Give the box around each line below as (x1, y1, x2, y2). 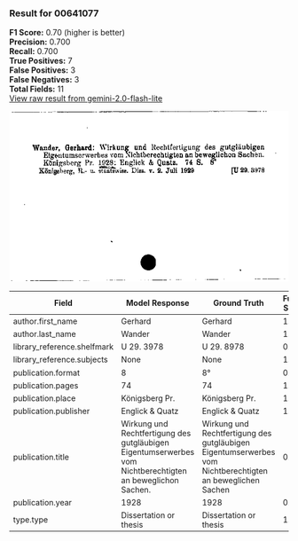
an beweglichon (121, 475, 179, 486)
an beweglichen (201, 475, 260, 486)
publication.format (12, 367, 80, 378)
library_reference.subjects (12, 354, 108, 365)
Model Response (125, 298, 190, 309)
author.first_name (12, 316, 78, 326)
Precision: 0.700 (9, 36, 71, 47)
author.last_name (12, 328, 77, 339)
